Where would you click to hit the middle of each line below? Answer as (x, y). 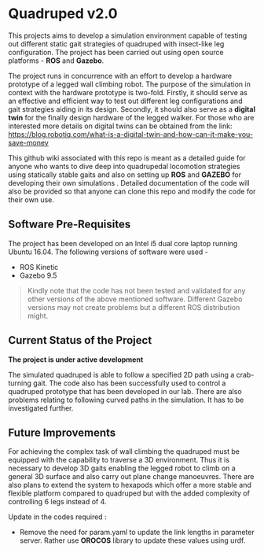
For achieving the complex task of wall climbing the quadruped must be (124, 452)
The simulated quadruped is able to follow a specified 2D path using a (121, 374)
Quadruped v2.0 (63, 14)
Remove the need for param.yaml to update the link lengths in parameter (137, 533)
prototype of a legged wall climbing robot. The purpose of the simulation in (130, 84)
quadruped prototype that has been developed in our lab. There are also (125, 391)
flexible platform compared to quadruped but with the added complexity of (129, 493)
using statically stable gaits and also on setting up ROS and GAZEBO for (125, 175)
